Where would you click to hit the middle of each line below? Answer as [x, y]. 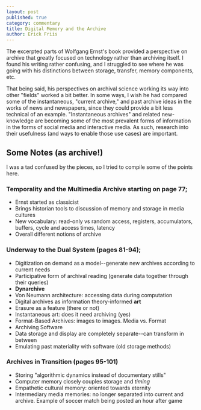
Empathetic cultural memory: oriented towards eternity [83, 388]
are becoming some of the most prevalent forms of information [113, 121]
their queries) [32, 282]
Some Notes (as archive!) [55, 152]
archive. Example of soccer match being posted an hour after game [98, 400]
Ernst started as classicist [47, 202]
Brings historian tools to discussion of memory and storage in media [100, 209]
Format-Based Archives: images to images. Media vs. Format [91, 321]
